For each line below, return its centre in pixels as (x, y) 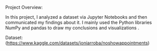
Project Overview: (24, 7)
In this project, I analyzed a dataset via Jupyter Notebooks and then (76, 17)
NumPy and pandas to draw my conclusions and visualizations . (72, 28)
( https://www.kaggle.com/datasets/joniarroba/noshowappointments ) (77, 43)
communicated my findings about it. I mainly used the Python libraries (78, 22)
